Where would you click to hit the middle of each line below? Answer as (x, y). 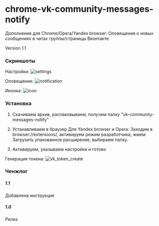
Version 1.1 (16, 48)
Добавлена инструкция (30, 195)
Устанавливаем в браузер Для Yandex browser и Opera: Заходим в (82, 129)
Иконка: (14, 91)
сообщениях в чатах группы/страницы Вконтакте (57, 38)
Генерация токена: (25, 158)
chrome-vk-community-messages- (79, 9)
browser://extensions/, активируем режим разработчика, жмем (79, 134)
